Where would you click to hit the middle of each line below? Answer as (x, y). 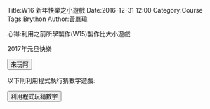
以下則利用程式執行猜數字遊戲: (52, 80)
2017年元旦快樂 (29, 49)
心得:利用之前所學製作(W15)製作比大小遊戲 (69, 34)
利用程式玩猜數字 (34, 96)
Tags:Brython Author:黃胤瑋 (47, 19)
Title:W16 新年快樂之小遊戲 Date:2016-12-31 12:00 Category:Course (105, 10)
